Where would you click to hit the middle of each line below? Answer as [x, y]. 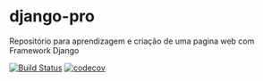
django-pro [52, 16]
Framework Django [44, 50]
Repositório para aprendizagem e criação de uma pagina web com [132, 41]
